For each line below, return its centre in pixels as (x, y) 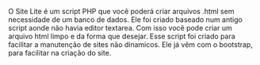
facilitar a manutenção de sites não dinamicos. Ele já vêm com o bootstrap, (131, 45)
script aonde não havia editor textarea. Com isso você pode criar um (120, 28)
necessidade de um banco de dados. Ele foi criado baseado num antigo (126, 20)
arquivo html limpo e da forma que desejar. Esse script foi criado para (122, 36)
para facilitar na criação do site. (60, 53)
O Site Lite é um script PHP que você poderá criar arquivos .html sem (121, 11)
